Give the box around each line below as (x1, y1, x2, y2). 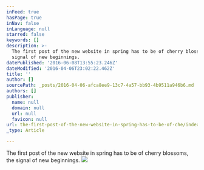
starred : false (6, 32, 45, 38)
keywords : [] (6, 37, 39, 43)
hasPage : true (6, 15, 42, 21)
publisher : (6, 93, 34, 100)
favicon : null (12, 116, 47, 122)
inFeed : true (6, 8, 39, 15)
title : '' (6, 71, 32, 77)
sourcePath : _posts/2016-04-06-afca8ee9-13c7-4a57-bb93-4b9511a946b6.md (6, 83, 194, 89)
